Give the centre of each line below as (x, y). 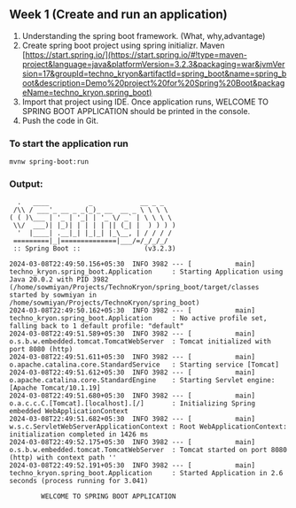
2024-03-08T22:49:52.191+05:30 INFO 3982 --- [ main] (132, 466)
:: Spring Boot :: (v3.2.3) (94, 249)
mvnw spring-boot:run (49, 162)
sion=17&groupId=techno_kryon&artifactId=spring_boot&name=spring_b (154, 73)
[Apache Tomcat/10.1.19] (55, 389)
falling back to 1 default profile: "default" (97, 327)
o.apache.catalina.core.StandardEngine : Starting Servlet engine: (142, 381)
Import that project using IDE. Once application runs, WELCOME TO (145, 102)
